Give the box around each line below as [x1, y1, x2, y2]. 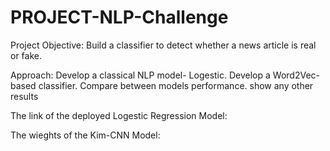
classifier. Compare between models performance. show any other [38, 79, 314, 91]
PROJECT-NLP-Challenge [10, 6, 229, 29]
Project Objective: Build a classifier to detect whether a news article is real [10, 39, 317, 51]
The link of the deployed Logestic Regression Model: [10, 109, 228, 121]
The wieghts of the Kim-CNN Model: [10, 129, 161, 141]
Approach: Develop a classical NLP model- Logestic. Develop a [10, 69, 271, 81]
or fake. [10, 49, 42, 61]
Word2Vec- [272, 69, 320, 81]
